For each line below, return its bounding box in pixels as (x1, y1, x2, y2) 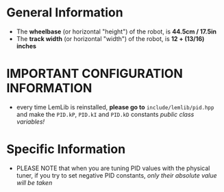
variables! (16, 118, 45, 126)
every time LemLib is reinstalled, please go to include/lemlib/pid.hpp (16, 102, 214, 111)
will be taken (16, 178, 53, 187)
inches (16, 42, 37, 50)
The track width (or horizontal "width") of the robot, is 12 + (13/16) (16, 34, 205, 42)
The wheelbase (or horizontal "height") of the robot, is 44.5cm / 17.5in (16, 27, 217, 36)
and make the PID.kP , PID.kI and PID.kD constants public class (16, 110, 195, 118)
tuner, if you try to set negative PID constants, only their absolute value (16, 171, 217, 179)
